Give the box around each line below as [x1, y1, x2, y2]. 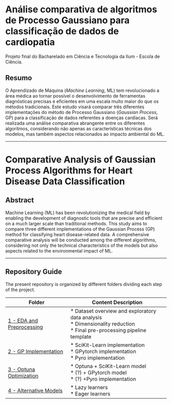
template [70, 333, 92, 340]
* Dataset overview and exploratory [70, 307, 157, 314]
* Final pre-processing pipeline [70, 326, 147, 334]
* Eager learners [70, 390, 111, 397]
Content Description [92, 299, 143, 306]
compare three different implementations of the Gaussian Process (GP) [5, 226, 155, 232]
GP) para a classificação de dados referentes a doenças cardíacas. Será [5, 114, 158, 121]
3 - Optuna [8, 365, 35, 373]
